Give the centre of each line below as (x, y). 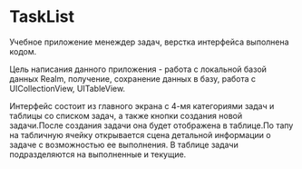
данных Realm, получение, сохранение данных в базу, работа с (133, 78)
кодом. (23, 51)
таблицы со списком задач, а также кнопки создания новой (126, 115)
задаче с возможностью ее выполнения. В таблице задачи (124, 144)
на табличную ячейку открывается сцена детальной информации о (140, 134)
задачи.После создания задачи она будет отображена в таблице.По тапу (151, 125)
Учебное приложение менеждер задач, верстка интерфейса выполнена (149, 42)
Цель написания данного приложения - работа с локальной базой (138, 69)
